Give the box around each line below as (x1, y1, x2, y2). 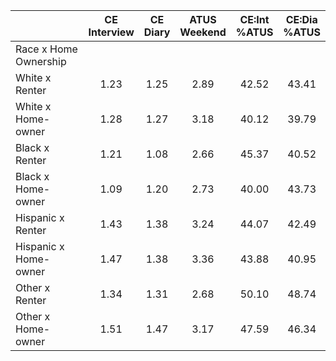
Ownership (15, 55, 67, 68)
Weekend (179, 25, 227, 39)
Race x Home (15, 42, 78, 56)
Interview (88, 25, 135, 39)
